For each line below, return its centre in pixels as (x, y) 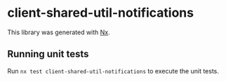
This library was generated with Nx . (59, 32)
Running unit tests (48, 54)
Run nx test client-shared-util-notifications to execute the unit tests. (113, 71)
